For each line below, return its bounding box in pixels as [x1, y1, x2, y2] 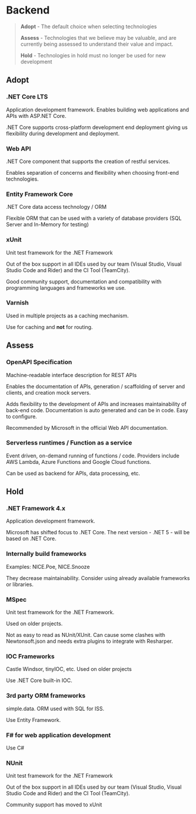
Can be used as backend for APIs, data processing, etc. [6, 470, 140, 477]
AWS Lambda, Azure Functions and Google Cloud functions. [6, 458, 152, 465]
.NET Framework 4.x [6, 504, 66, 513]
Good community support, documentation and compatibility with [6, 278, 162, 285]
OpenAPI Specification [6, 358, 72, 367]
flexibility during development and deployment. [6, 130, 120, 137]
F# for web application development [6, 731, 111, 739]
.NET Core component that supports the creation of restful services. [6, 158, 171, 165]
